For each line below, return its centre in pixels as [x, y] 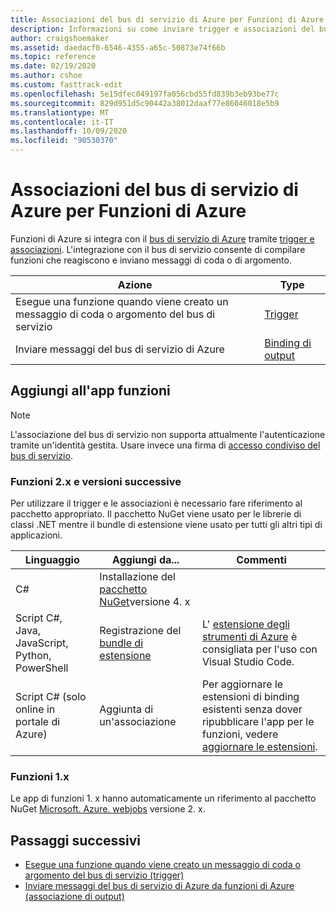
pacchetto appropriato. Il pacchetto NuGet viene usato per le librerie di [156, 514]
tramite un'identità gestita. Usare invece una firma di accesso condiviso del [165, 445]
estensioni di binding [250, 697]
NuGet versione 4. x [145, 602]
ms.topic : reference [53, 57]
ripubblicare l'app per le [258, 722]
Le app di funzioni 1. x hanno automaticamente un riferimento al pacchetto [163, 798]
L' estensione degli [245, 624]
